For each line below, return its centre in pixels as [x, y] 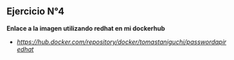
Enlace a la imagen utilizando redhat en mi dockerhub [86, 28]
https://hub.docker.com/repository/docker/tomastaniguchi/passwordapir [122, 42]
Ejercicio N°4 [35, 12]
